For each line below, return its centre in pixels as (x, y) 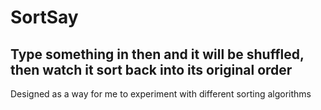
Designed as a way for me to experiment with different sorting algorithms (161, 94)
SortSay (44, 17)
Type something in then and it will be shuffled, (157, 54)
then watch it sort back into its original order (151, 69)
